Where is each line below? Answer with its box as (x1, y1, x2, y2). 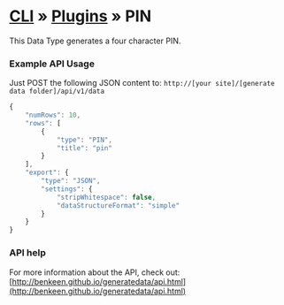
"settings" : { (41, 184, 93, 194)
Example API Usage (9, 57, 96, 70)
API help (9, 247, 46, 259)
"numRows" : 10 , (25, 111, 81, 120)
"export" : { (25, 168, 69, 178)
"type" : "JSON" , (41, 177, 101, 186)
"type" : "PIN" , (56, 135, 113, 144)
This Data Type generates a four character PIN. (9, 35, 181, 46)
